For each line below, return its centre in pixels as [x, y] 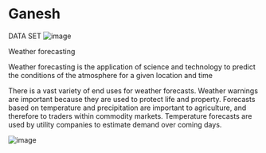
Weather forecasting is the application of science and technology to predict [132, 67]
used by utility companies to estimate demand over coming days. [115, 124]
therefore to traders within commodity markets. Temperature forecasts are [130, 116]
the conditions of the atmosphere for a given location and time [111, 75]
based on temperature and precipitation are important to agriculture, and [127, 108]
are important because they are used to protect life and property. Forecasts [132, 99]
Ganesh [35, 14]
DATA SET [25, 36]
